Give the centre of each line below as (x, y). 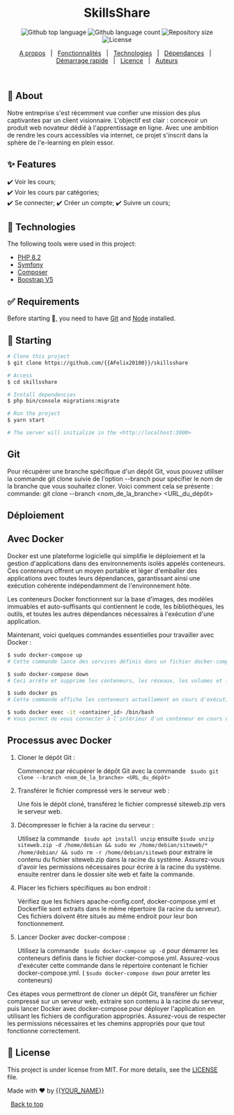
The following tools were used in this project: (72, 244)
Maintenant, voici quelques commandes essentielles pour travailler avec (111, 635)
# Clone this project (39, 357)
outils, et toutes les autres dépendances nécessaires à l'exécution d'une (111, 614)
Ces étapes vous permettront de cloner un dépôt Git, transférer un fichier (112, 994)
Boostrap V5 (35, 280)
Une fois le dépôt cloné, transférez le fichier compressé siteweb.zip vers (121, 804)
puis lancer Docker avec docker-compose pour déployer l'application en (111, 1008)
